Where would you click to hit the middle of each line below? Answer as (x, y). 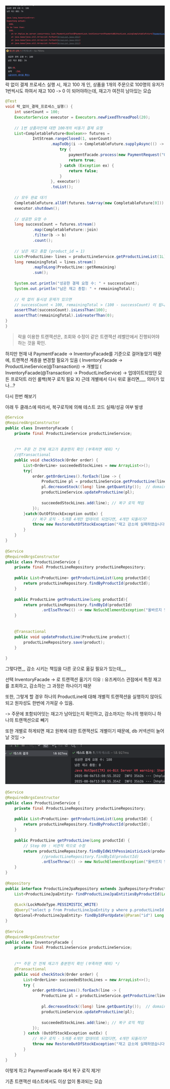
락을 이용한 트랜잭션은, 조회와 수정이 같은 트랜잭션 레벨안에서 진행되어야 (89, 336)
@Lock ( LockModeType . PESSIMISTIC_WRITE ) (56, 905)
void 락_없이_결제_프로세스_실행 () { (39, 107)
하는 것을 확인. (32, 343)
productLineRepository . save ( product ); (64, 642)
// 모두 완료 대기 (31, 198)
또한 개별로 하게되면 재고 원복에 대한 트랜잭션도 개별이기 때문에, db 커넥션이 (80, 731)
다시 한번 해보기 (21, 396)
